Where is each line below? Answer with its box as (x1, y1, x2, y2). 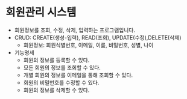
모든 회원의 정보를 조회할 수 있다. (23, 64, 101, 71)
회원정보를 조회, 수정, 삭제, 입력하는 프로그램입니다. (14, 26, 135, 34)
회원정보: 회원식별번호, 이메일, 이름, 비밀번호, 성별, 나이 (23, 41, 154, 49)
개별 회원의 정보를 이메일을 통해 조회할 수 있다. (23, 71, 133, 79)
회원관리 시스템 (5, 5, 77, 19)
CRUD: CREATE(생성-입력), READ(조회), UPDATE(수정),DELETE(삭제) (14, 34, 182, 41)
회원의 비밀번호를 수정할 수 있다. (23, 79, 100, 86)
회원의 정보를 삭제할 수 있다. (23, 86, 90, 94)
